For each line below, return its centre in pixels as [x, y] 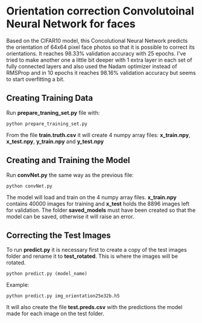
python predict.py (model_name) [47, 274]
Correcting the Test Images [59, 235]
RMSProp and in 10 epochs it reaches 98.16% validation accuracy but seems [101, 72]
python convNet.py [29, 186]
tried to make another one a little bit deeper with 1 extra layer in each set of [99, 60]
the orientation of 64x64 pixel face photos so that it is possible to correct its [100, 47]
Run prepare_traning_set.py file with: [53, 112]
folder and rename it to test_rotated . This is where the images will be [92, 256]
